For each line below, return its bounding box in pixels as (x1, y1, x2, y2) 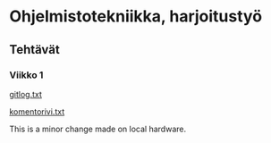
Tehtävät (9, 42, 60, 57)
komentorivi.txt (9, 105, 65, 117)
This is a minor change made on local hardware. (9, 123, 186, 134)
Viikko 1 (9, 69, 44, 81)
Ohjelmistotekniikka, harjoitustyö (9, 6, 262, 27)
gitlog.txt (9, 88, 43, 99)
